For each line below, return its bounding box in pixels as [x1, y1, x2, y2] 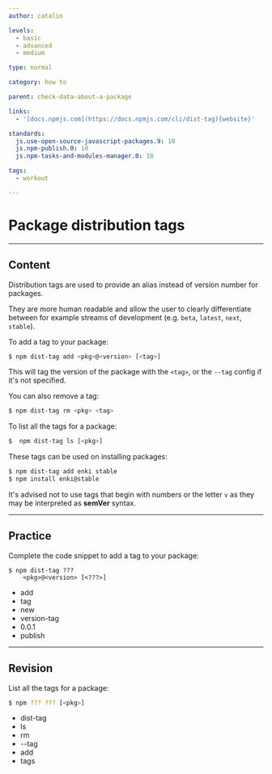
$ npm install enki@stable [8, 475, 100, 483]
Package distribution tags [8, 216, 185, 235]
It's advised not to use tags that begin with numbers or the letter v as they [8, 489, 255, 499]
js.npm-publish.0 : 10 [15, 145, 89, 153]
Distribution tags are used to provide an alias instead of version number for [8, 280, 259, 290]
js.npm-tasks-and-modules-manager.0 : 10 [15, 152, 154, 160]
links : [8, 107, 31, 116]
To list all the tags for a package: [8, 421, 117, 431]
